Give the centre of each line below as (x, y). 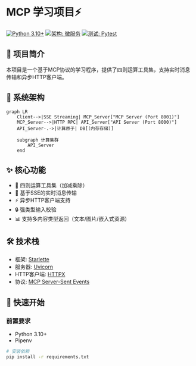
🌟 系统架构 (25, 98)
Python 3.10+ (31, 334)
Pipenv (23, 340)
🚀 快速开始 (25, 302)
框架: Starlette (32, 259)
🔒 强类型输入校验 (35, 209)
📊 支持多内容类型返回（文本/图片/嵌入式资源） (72, 219)
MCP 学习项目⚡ (44, 12)
